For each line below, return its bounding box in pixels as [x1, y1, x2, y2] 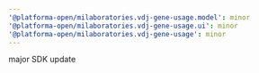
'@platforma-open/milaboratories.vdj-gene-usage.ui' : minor [8, 21, 239, 30]
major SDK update [8, 54, 76, 65]
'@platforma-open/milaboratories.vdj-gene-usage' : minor [8, 29, 227, 38]
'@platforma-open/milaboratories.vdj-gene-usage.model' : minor [8, 12, 251, 22]
